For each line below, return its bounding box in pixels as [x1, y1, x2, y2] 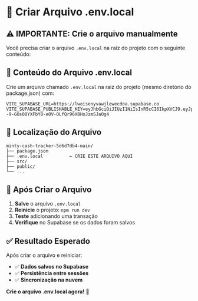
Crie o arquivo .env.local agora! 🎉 [6, 288, 90, 295]
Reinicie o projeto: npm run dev [14, 206, 90, 214]
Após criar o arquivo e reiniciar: [6, 252, 82, 259]
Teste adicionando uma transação [14, 213, 98, 220]
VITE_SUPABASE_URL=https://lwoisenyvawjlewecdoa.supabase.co [6, 101, 160, 107]
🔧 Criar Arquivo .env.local [6, 5, 134, 19]
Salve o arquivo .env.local [14, 200, 81, 207]
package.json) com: [6, 90, 55, 97]
